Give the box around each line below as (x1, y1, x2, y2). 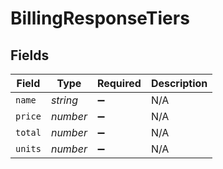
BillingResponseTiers (10, 7, 190, 30)
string (50, 93, 78, 107)
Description (150, 77, 208, 90)
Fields (10, 47, 50, 64)
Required (96, 77, 142, 90)
